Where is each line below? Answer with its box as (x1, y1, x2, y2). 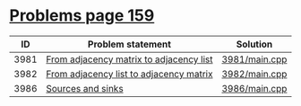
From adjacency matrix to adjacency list (46, 53, 213, 66)
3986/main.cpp (221, 82, 288, 94)
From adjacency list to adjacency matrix (46, 67, 213, 80)
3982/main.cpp (221, 67, 288, 80)
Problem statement (88, 38, 172, 50)
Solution (236, 38, 273, 50)
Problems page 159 (9, 5, 155, 26)
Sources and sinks (46, 82, 124, 94)
